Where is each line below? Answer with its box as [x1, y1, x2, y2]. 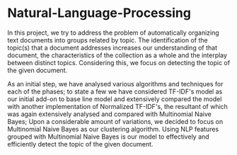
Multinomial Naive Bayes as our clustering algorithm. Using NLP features [7, 125, 219, 133]
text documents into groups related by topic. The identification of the [7, 35, 208, 44]
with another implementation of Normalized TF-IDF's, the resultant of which [7, 102, 229, 110]
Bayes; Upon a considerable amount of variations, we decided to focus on [7, 117, 224, 125]
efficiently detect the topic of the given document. [7, 139, 154, 148]
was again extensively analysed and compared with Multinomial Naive [7, 110, 212, 118]
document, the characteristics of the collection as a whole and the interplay [7, 51, 228, 59]
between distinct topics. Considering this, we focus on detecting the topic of [7, 58, 231, 67]
